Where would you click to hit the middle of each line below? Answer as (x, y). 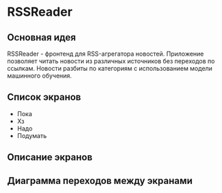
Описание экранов (50, 158)
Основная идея (42, 37)
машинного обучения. (39, 76)
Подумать (32, 135)
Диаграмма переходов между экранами (100, 180)
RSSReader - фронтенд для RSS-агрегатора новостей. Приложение (106, 54)
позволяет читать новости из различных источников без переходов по (111, 61)
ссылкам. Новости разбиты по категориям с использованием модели (110, 68)
